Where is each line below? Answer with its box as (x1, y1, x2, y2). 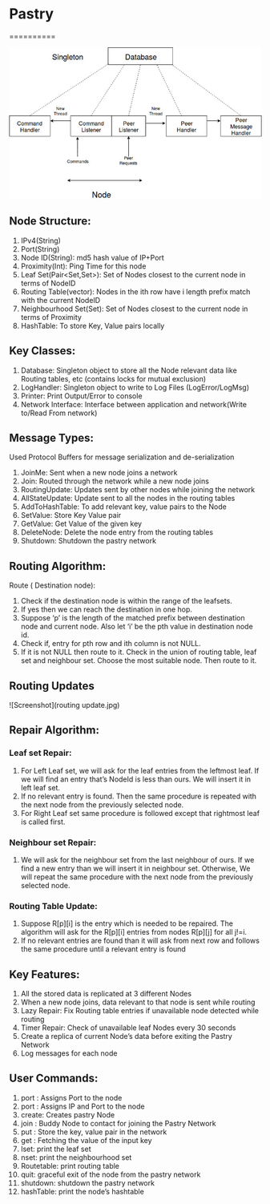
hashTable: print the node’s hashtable (20, 1186, 145, 1196)
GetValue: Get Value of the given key (20, 519, 143, 529)
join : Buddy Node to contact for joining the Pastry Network (20, 1118, 216, 1128)
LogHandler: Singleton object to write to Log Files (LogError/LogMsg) (20, 382, 249, 392)
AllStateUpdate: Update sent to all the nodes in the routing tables (20, 494, 236, 503)
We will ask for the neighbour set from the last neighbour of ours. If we (20, 855, 255, 864)
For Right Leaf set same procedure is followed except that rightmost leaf (20, 808, 260, 818)
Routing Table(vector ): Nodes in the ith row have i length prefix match (20, 286, 251, 297)
